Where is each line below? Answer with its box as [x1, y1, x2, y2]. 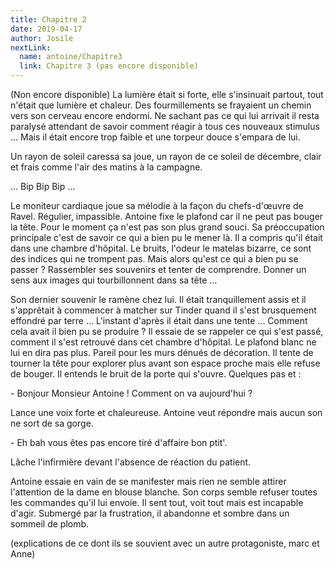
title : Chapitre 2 [10, 14, 87, 25]
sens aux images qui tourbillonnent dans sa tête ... [10, 274, 218, 286]
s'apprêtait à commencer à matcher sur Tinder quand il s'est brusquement [10, 304, 317, 316]
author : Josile [10, 33, 74, 43]
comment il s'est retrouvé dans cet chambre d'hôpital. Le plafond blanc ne [10, 336, 317, 348]
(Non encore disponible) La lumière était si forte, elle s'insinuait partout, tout [10, 89, 324, 100]
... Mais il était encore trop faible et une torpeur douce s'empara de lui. [10, 131, 301, 143]
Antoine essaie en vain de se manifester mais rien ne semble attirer [10, 476, 287, 487]
